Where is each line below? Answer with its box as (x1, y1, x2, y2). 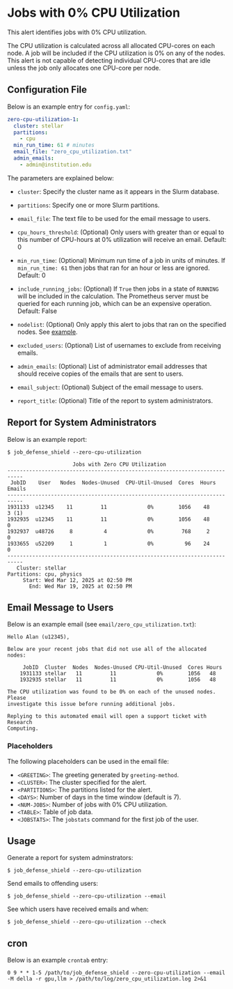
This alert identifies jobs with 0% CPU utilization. (7, 28, 147, 36)
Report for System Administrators (7, 417, 157, 429)
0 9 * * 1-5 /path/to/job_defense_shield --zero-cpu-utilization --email (7, 969, 226, 976)
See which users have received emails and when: (7, 905, 149, 914)
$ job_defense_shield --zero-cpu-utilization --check (7, 919, 167, 926)
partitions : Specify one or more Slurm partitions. (17, 201, 160, 209)
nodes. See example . (17, 328, 78, 336)
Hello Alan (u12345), (7, 634, 70, 641)
